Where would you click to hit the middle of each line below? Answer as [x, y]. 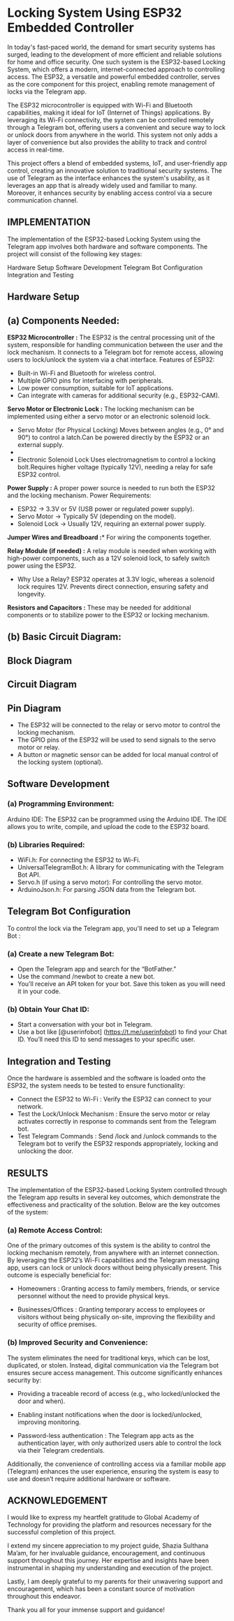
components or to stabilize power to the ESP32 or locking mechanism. [108, 615]
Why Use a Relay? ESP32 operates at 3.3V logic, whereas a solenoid [116, 579]
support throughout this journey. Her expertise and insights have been [108, 1561]
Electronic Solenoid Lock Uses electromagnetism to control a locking [116, 460]
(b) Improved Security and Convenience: [78, 1342]
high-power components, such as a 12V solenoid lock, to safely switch [109, 558]
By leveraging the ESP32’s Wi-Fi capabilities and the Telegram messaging [114, 1260]
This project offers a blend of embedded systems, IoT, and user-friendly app [117, 163]
